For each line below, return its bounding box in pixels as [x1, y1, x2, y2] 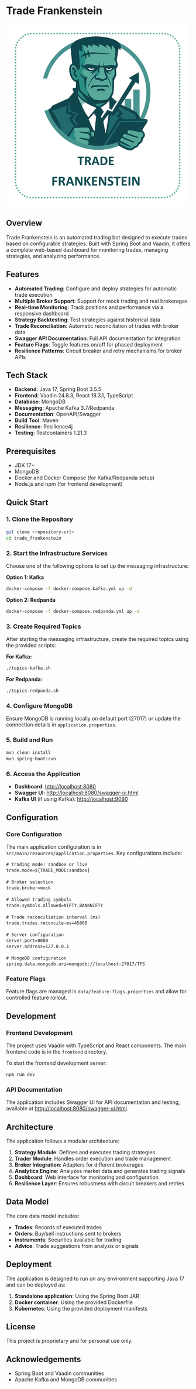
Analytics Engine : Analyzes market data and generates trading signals [14, 1168, 185, 1175]
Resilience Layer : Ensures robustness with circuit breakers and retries [14, 1180, 184, 1187]
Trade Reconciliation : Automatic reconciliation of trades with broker [14, 322, 180, 329]
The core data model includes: [6, 1212, 80, 1219]
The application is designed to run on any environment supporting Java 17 [6, 1275, 185, 1282]
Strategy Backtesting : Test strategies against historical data [14, 316, 161, 323]
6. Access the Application [6, 770, 81, 778]
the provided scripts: [6, 642, 56, 649]
